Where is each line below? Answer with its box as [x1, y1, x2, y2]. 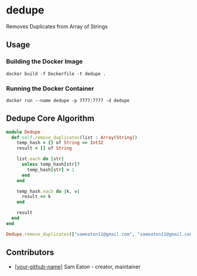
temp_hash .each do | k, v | [16, 188, 80, 194]
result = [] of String [16, 145, 72, 151]
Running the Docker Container [6, 84, 94, 93]
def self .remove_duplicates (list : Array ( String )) [11, 134, 138, 141]
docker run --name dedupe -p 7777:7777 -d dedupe [6, 97, 130, 103]
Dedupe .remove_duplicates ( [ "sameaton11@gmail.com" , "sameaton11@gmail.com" [6, 231, 195, 237]
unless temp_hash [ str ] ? [21, 162, 80, 168]
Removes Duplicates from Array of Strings [6, 23, 108, 30]
